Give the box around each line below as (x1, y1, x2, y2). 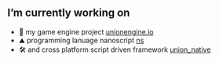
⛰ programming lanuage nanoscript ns (18, 35, 144, 45)
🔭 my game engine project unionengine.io (18, 27, 154, 36)
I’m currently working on (7, 6, 130, 20)
